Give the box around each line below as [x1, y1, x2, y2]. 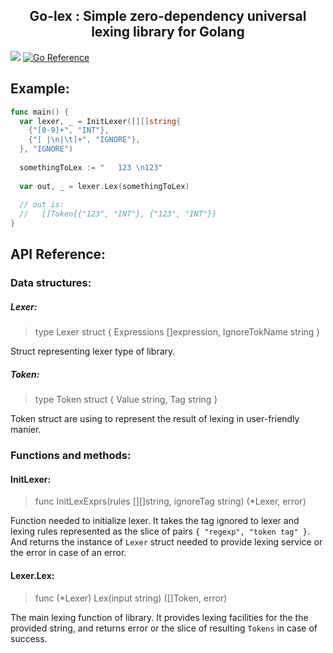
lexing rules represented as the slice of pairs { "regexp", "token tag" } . [10, 525, 310, 538]
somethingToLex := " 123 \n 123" [19, 162, 163, 173]
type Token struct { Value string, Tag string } [34, 394, 218, 406]
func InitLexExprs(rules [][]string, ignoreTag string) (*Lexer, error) [34, 495, 307, 508]
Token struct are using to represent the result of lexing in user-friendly [10, 413, 300, 425]
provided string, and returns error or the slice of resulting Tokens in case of [10, 622, 318, 634]
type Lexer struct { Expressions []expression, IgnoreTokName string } [34, 326, 321, 338]
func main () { [10, 107, 70, 117]
